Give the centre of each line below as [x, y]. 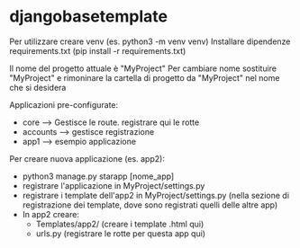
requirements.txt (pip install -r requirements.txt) [98, 50]
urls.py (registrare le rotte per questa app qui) [120, 233]
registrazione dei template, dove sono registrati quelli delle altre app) [150, 205]
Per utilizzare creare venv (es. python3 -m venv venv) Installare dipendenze [150, 41]
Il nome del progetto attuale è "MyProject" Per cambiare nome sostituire [143, 68]
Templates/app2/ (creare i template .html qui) [120, 224]
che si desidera [38, 87]
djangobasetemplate [89, 17]
